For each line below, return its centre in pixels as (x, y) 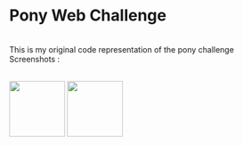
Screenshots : (35, 59)
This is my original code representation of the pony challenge (121, 49)
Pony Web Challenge (88, 16)
